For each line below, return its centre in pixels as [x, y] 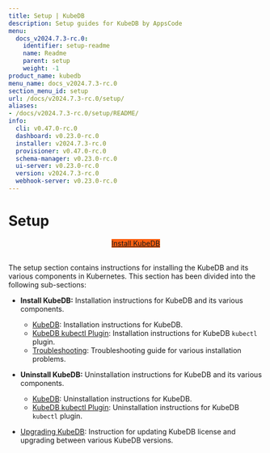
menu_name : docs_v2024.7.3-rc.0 [63, 83]
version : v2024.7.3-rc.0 [57, 174]
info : [17, 121]
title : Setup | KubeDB [46, 16]
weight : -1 [41, 69]
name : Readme [45, 53]
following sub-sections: [48, 284]
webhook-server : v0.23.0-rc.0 [66, 181]
